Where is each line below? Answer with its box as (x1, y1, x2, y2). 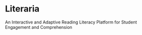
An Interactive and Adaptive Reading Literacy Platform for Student (5, 19, 137, 25)
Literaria (5, 3, 40, 14)
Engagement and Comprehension (5, 24, 72, 30)
